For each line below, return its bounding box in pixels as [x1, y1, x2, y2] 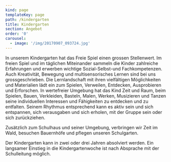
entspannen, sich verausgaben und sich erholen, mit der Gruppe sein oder [5, 109, 162, 115]
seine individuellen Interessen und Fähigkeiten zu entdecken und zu [5, 98, 148, 104]
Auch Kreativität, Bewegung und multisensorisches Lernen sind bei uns [5, 71, 156, 77]
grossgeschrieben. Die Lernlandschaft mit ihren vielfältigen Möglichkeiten [5, 76, 161, 82]
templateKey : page [5, 12, 45, 17]
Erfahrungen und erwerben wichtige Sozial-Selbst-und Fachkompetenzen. [5, 65, 162, 72]
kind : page [5, 7, 29, 13]
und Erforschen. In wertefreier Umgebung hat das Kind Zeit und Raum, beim [5, 87, 166, 94]
